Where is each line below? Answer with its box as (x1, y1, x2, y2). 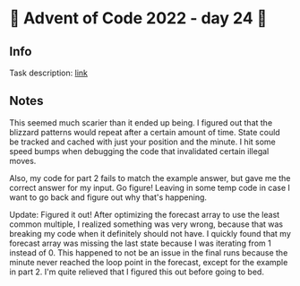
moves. (9, 155, 37, 166)
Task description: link (9, 67, 88, 78)
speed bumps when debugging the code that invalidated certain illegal (9, 145, 270, 156)
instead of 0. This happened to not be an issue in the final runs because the (9, 247, 288, 258)
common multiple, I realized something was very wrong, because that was (9, 219, 284, 230)
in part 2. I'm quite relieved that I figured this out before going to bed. (9, 266, 264, 277)
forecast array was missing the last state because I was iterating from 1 (9, 238, 271, 248)
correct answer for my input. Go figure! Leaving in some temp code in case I (9, 182, 291, 193)
